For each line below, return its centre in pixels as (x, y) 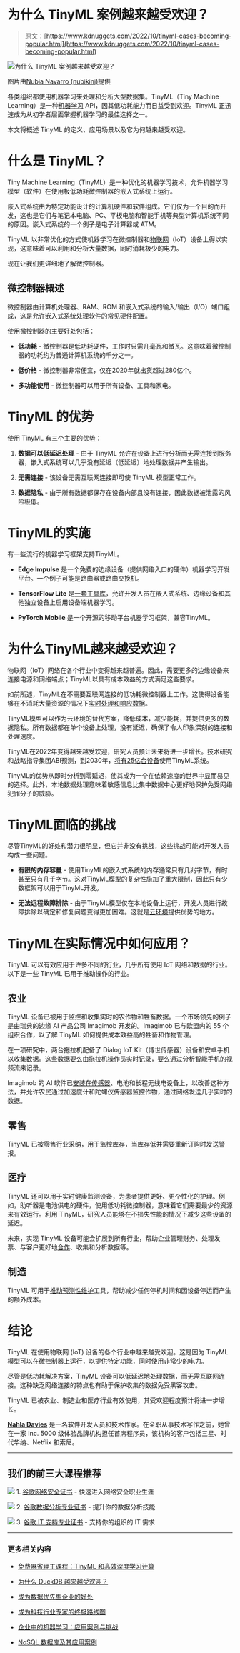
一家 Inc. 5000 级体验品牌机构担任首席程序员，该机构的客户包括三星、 (117, 1433)
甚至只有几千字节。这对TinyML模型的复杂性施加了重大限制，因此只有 (119, 879)
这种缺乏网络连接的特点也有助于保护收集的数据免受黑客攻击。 (110, 1385)
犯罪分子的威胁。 (32, 793)
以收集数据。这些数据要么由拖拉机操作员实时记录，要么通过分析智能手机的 (117, 1059)
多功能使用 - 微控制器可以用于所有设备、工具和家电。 (96, 385)
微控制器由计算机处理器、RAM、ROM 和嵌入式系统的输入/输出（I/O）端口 (116, 306)
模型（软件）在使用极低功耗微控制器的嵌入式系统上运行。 (92, 191)
